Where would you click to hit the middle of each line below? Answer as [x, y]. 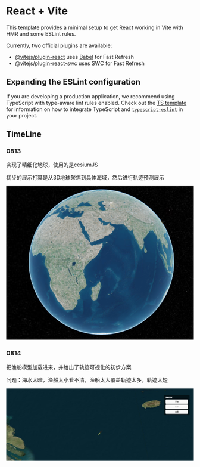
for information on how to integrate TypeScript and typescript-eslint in [95, 109]
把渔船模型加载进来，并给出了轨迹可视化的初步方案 [69, 367]
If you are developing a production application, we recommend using [90, 96]
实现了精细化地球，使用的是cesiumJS [52, 165]
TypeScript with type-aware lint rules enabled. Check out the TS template [96, 103]
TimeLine [24, 134]
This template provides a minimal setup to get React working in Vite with [95, 27]
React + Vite [37, 11]
